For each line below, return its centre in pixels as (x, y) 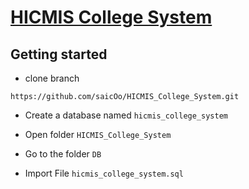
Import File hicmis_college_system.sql (104, 173)
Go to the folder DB (63, 154)
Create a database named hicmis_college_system (126, 115)
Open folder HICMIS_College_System (98, 134)
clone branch (52, 78)
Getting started (59, 54)
